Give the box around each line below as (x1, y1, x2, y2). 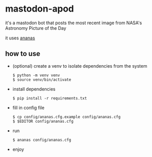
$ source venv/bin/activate (12, 77, 71, 82)
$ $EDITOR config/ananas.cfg (12, 119, 74, 124)
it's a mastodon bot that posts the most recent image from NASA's (5, 20, 142, 26)
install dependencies (12, 86, 56, 92)
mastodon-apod (5, 3, 74, 15)
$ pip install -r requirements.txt (12, 95, 87, 101)
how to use (5, 49, 41, 58)
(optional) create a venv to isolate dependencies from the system (12, 63, 147, 69)
